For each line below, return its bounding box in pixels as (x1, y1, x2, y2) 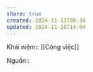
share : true (6, 10, 42, 18)
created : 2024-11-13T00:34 (6, 17, 86, 24)
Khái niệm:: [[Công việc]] (6, 43, 80, 52)
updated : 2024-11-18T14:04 (6, 23, 86, 30)
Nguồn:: (6, 56, 30, 65)
